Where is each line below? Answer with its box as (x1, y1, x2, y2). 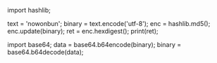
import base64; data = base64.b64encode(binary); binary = (7, 41, 182, 48)
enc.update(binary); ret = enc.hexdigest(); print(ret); (7, 27, 159, 35)
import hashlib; (7, 6, 51, 14)
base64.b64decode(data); (7, 48, 84, 56)
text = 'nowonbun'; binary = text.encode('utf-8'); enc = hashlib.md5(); (7, 20, 211, 27)
